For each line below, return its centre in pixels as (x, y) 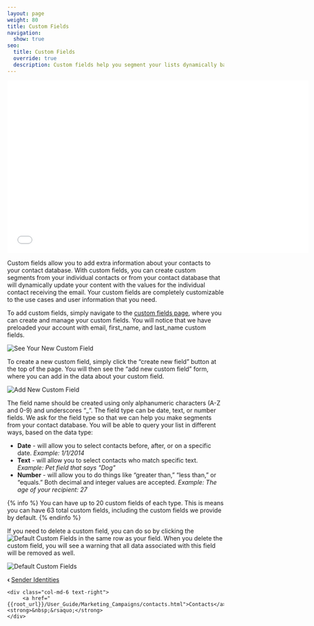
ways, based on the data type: (50, 432)
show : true (29, 39)
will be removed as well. (41, 553)
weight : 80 (23, 20)
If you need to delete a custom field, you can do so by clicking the (101, 531)
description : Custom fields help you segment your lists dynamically (115, 65)
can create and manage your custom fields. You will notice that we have (109, 320)
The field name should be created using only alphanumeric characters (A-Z (114, 403)
